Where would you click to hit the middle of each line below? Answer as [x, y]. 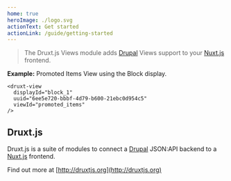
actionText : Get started [43, 26]
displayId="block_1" [43, 93]
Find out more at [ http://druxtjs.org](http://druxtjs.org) [84, 170]
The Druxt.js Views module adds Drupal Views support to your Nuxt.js [124, 53]
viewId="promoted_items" [49, 105]
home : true [23, 14]
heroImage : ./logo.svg [40, 20]
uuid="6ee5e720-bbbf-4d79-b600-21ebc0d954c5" [80, 99]
